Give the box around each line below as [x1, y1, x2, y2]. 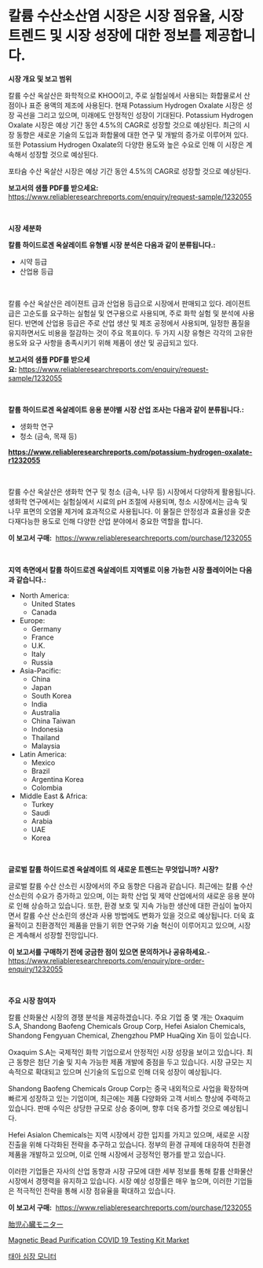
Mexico [31, 757, 56, 767]
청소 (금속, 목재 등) [19, 431, 78, 440]
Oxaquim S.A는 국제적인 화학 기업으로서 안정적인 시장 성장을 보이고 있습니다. [8, 1047, 245, 1056]
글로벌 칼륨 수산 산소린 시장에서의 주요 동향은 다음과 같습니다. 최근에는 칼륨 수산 [8, 881, 254, 890]
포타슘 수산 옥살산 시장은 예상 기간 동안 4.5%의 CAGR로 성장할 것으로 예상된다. [8, 166, 251, 175]
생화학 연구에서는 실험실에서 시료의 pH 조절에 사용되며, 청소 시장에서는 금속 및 [8, 496, 248, 506]
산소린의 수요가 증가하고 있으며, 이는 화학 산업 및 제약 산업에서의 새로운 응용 [8, 890, 241, 901]
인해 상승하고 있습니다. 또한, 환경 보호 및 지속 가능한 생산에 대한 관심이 [16, 901, 232, 910]
